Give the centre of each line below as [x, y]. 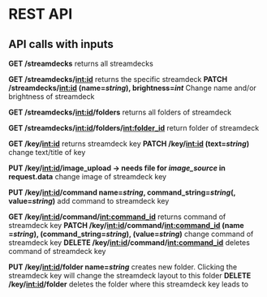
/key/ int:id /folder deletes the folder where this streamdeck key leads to [129, 284]
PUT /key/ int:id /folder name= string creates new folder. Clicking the [123, 267]
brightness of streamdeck [52, 97]
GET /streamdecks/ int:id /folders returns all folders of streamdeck [120, 112]
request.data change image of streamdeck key [88, 176]
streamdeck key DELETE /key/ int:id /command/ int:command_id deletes [129, 243]
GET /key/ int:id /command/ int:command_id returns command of [117, 217]
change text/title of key [47, 152]
